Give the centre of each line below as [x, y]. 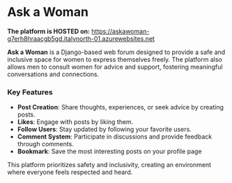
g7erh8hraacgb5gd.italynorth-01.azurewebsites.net [81, 38]
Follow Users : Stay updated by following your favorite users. [104, 130]
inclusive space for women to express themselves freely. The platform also [115, 59]
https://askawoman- [121, 31]
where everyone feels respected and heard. [70, 172]
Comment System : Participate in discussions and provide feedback [115, 137]
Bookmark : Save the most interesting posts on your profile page [109, 151]
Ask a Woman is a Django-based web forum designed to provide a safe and [116, 52]
